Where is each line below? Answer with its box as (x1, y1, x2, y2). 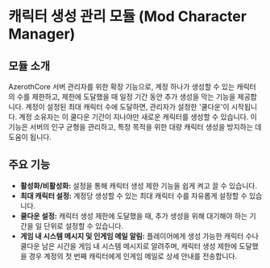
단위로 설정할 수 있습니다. (44, 221, 123, 230)
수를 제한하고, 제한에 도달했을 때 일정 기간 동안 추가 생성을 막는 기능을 (16, 92, 236, 101)
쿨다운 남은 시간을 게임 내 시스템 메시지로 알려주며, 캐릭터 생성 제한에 (19, 241, 238, 250)
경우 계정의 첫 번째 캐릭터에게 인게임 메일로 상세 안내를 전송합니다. (28, 251, 238, 261)
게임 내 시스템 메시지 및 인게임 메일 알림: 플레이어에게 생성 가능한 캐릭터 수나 (19, 231, 260, 241)
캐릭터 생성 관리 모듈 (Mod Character (8, 7, 247, 26)
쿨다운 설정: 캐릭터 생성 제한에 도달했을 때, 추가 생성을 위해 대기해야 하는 (19, 211, 248, 221)
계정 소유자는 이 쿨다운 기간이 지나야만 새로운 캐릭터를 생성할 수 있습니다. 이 (19, 112, 258, 122)
